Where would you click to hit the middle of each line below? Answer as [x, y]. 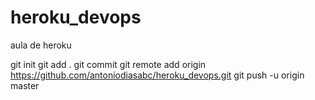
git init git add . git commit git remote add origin [108, 64]
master [25, 85]
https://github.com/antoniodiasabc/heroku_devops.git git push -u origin [157, 75]
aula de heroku [41, 45]
